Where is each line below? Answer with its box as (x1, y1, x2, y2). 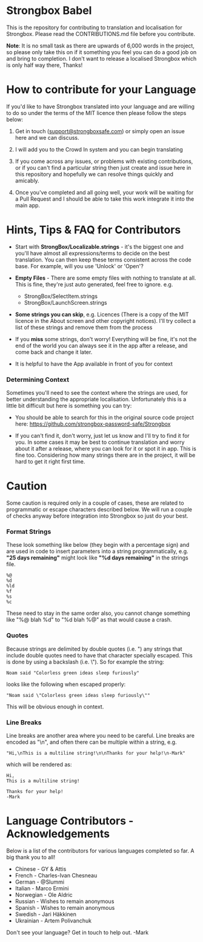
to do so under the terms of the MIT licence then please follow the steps (6, 109, 187, 116)
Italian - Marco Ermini (15, 884, 69, 892)
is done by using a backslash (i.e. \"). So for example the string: (6, 658, 165, 665)
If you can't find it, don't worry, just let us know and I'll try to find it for (15, 432, 190, 440)
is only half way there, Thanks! (6, 61, 83, 69)
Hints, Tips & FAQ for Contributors (6, 223, 181, 237)
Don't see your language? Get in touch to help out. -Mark (6, 929, 149, 936)
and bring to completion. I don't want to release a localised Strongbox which (6, 55, 197, 62)
